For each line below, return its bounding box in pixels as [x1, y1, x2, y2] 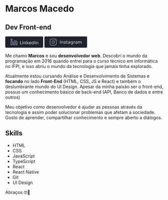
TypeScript [12, 158, 36, 164]
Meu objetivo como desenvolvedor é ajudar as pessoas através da [5, 104, 142, 110]
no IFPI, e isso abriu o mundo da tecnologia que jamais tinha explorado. [5, 63, 153, 69]
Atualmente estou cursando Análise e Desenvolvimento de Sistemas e [5, 73, 150, 79]
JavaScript [12, 153, 35, 159]
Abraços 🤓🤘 [5, 189, 31, 195]
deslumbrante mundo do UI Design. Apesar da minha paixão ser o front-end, [5, 83, 163, 89]
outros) [5, 94, 21, 100]
